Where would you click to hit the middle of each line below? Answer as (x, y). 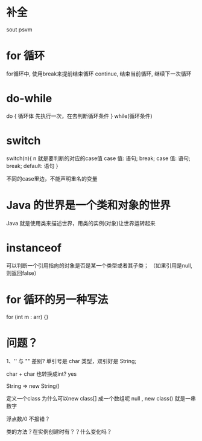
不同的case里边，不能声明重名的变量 (52, 178)
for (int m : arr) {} (27, 317)
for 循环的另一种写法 (57, 299)
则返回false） (23, 273)
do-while (29, 99)
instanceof (34, 248)
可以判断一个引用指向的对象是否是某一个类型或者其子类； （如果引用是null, (99, 265)
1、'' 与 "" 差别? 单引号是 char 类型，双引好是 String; (71, 361)
